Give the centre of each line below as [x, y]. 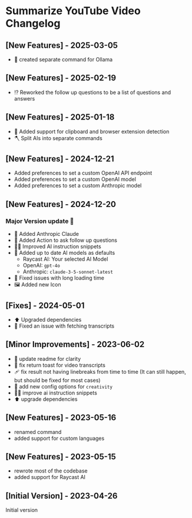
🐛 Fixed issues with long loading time [59, 278]
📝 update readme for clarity [47, 358]
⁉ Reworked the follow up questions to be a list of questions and [92, 92]
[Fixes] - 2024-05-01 [45, 305]
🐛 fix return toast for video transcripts [59, 365]
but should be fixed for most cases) [57, 380]
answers [24, 98]
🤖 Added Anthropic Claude [47, 234]
